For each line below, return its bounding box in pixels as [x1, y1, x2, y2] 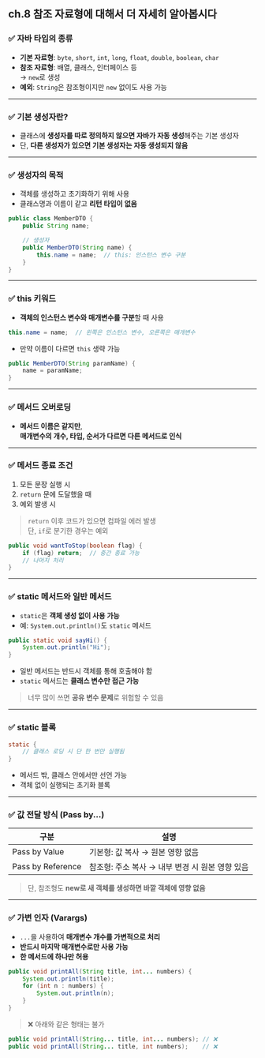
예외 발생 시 [19, 499, 57, 508]
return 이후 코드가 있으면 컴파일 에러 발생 [27, 516, 156, 525]
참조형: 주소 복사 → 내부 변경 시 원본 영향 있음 [89, 861, 249, 872]
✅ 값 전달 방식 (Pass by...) [8, 809, 105, 820]
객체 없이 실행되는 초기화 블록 [19, 780, 110, 790]
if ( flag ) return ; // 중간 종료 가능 [22, 549, 140, 557]
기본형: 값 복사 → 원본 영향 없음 [89, 847, 200, 858]
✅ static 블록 [8, 722, 57, 733]
